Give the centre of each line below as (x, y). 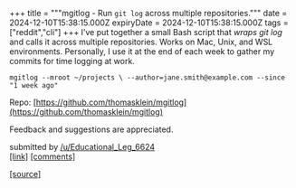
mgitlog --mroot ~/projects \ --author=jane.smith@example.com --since (147, 78)
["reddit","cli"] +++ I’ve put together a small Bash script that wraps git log (146, 32)
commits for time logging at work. (72, 61)
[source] (25, 174)
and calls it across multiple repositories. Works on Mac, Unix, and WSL (141, 42)
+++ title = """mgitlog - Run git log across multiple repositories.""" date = (148, 13)
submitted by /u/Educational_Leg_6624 (82, 147)
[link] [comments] (43, 156)
